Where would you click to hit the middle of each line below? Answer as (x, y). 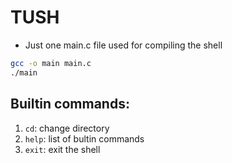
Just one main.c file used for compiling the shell (123, 45)
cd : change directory (67, 128)
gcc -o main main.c (51, 63)
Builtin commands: (70, 104)
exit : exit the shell (62, 149)
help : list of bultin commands (84, 138)
